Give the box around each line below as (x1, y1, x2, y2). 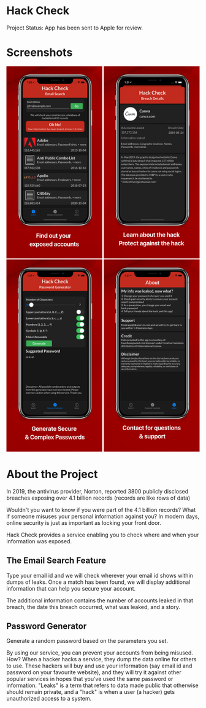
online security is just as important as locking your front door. (6, 519, 161, 526)
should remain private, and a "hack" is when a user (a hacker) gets (6, 688, 175, 696)
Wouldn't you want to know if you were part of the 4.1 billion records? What (6, 506, 196, 513)
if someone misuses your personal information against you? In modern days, (6, 513, 200, 520)
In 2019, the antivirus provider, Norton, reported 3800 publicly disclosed (6, 487, 189, 495)
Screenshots (6, 45, 73, 60)
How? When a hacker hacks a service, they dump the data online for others (6, 656, 197, 663)
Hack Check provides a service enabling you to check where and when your (6, 531, 199, 538)
